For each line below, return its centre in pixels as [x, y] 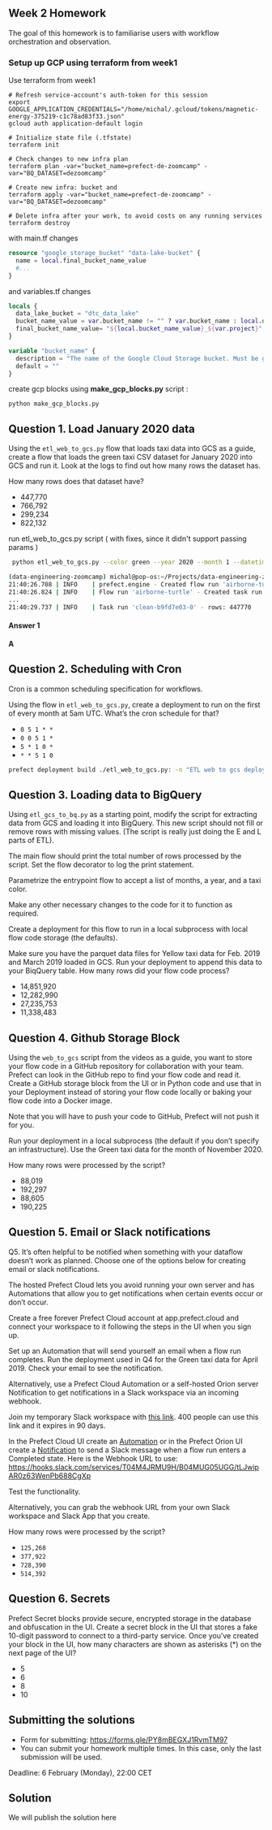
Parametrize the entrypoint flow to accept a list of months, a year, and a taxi [135, 880]
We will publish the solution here [63, 1818]
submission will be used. [61, 1757]
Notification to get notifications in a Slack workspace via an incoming [124, 1392]
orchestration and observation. [60, 41]
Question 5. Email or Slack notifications [110, 1233]
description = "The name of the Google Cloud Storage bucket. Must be [137, 358]
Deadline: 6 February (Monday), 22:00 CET [80, 1772]
